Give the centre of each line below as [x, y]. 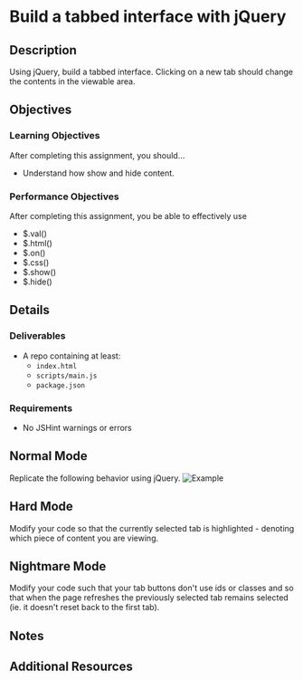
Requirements [41, 407]
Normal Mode [48, 456]
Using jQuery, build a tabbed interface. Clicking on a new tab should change [151, 72]
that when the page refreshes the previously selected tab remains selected [149, 598]
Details [29, 310]
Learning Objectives [55, 136]
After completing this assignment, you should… [97, 155]
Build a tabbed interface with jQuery [148, 17]
